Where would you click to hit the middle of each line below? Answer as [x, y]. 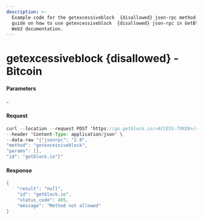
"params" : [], [24, 151]
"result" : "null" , [40, 189]
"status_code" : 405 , [43, 200]
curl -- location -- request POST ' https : [58, 128]
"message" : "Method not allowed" [59, 205]
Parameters [21, 89]
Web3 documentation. [37, 29]
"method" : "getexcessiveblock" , [47, 146]
